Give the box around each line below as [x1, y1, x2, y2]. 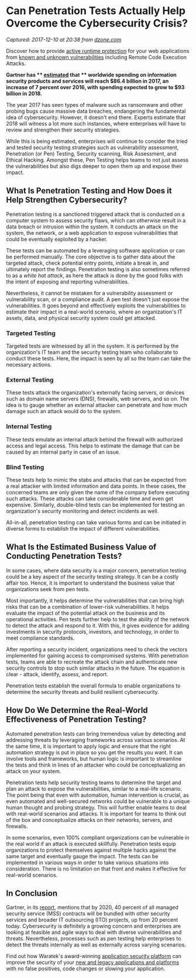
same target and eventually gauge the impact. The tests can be [6, 852, 159, 859]
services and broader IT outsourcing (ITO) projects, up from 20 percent [6, 916, 178, 923]
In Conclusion [6, 888, 57, 898]
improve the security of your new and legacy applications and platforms [6, 959, 180, 966]
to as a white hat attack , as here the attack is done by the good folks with [6, 272, 183, 279]
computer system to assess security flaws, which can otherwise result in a [6, 217, 186, 224]
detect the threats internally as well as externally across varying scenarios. [6, 941, 186, 949]
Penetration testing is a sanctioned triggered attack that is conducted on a [6, 210, 185, 218]
